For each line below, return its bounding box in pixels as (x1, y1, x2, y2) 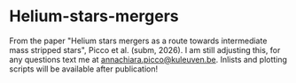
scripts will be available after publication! (9, 64, 159, 74)
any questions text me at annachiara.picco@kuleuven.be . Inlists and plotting (9, 54, 288, 64)
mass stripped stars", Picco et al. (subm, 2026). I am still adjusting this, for (9, 44, 281, 55)
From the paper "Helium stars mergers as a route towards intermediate (9, 35, 268, 46)
